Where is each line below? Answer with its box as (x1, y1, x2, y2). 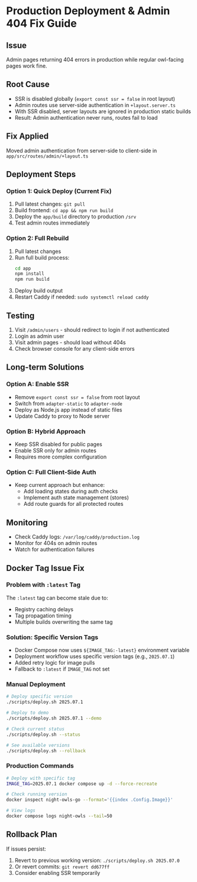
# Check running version (6, 791, 67, 797)
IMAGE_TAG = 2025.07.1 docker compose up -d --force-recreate (6, 781, 158, 787)
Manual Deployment (6, 680, 66, 688)
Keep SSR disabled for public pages (14, 441, 102, 448)
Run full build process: (14, 254, 70, 261)
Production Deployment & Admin (6, 4, 170, 18)
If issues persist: (6, 845, 46, 852)
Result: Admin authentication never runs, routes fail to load (14, 114, 158, 121)
